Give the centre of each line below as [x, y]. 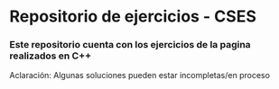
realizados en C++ [51, 56]
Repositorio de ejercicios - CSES [133, 17]
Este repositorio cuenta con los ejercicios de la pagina [130, 45]
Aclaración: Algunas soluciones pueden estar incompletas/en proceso [140, 76]
